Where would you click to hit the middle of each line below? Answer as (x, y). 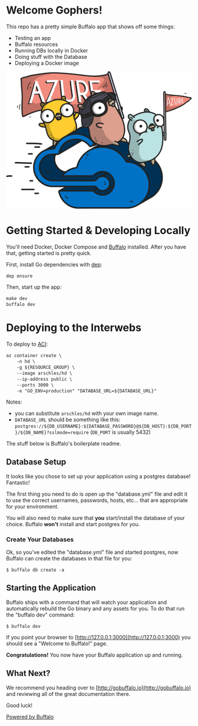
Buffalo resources (36, 44)
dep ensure (19, 276)
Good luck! (19, 705)
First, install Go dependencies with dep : (54, 264)
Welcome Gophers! (54, 10)
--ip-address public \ (44, 379)
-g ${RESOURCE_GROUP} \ (46, 367)
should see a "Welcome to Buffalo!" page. (57, 643)
